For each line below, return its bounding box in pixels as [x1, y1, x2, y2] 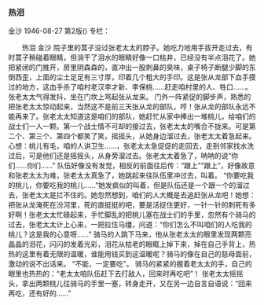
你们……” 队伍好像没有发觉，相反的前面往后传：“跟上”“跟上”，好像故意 [27, 161, 255, 171]
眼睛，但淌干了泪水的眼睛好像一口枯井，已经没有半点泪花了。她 [49, 53, 256, 62]
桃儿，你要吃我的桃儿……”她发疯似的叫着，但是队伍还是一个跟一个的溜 [14, 181, 244, 190]
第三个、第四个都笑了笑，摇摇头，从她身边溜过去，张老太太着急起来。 [28, 131, 256, 141]
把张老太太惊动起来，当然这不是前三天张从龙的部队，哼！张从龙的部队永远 [8, 102, 249, 112]
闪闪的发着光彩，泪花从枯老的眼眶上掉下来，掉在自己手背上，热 [49, 240, 256, 249]
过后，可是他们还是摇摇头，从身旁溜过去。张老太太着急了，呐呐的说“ [8, 151, 232, 160]
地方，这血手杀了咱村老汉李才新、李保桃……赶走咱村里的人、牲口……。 [21, 83, 253, 92]
